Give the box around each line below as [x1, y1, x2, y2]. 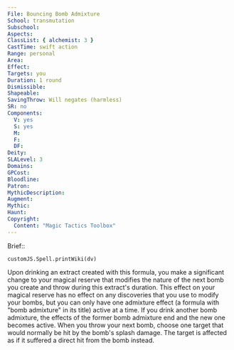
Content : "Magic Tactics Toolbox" [14, 222, 116, 229]
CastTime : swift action [7, 43, 78, 51]
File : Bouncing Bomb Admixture [7, 10, 100, 18]
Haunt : [7, 209, 27, 216]
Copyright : [7, 216, 40, 223]
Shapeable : [7, 90, 40, 97]
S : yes [14, 122, 33, 130]
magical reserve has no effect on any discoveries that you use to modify [7, 290, 219, 299]
